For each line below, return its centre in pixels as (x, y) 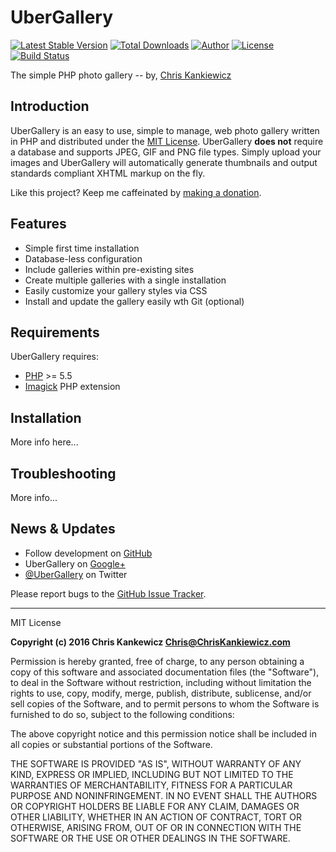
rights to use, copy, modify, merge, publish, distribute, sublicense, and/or (161, 693)
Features (38, 224)
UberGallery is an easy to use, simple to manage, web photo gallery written (165, 130)
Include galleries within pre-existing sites (109, 269)
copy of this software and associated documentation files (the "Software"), (165, 672)
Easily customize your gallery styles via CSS (116, 290)
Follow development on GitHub (88, 553)
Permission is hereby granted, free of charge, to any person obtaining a (157, 661)
